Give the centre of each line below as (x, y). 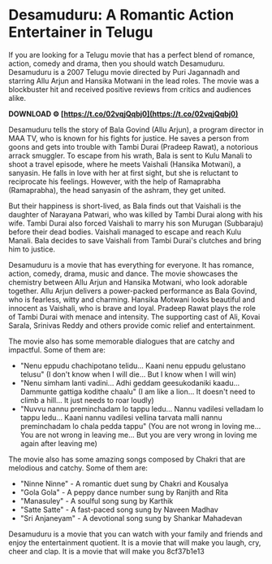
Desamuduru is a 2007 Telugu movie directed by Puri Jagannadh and (124, 72)
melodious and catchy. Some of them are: (78, 468)
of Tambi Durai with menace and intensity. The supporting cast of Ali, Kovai (134, 317)
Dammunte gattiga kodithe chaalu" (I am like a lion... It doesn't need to (138, 391)
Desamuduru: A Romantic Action (121, 15)
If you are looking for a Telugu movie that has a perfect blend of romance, (132, 55)
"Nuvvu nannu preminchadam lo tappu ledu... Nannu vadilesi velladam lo (142, 409)
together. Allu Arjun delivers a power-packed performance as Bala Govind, (133, 291)
